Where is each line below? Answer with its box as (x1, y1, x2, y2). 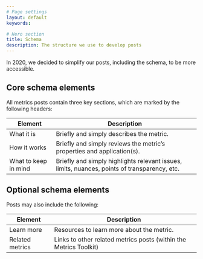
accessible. (6, 65, 35, 72)
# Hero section (6, 31, 45, 37)
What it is (9, 129, 36, 138)
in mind (9, 164, 30, 173)
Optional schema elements (6, 185, 110, 195)
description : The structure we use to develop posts (6, 42, 142, 48)
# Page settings (6, 8, 47, 15)
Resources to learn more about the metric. (54, 225, 174, 234)
